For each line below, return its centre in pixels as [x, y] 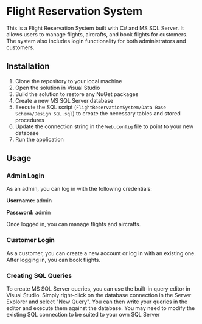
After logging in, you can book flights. [54, 260]
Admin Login [25, 176]
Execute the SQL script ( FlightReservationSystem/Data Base [90, 107]
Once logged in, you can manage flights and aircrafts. [74, 224]
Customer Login [30, 240]
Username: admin [29, 201]
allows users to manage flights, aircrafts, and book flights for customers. [97, 34]
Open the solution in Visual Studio [57, 88]
